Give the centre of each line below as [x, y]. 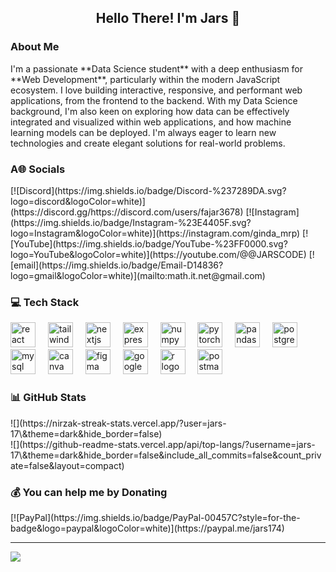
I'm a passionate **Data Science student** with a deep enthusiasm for [157, 68]
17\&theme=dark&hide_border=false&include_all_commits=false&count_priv [166, 455]
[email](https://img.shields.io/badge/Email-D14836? [117, 265]
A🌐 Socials [38, 169]
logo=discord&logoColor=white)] [78, 201]
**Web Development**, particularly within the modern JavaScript [145, 79]
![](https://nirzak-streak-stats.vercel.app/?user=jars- [118, 423]
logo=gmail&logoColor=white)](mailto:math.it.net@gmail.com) [138, 275]
